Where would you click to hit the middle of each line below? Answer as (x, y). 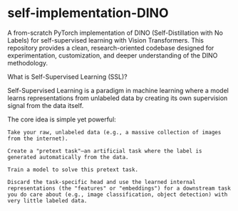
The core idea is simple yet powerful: (62, 119)
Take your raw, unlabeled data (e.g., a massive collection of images (114, 132)
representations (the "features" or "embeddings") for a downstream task (119, 188)
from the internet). (38, 139)
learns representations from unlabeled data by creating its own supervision (118, 98)
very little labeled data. (47, 200)
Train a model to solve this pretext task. (73, 169)
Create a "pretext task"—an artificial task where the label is (105, 151)
